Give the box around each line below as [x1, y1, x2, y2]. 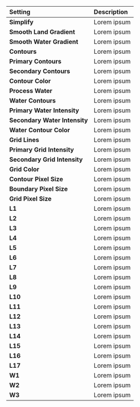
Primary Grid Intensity [9, 146, 74, 153]
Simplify [9, 18, 34, 26]
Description [94, 8, 128, 16]
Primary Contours [9, 57, 62, 65]
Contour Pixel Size [9, 175, 63, 183]
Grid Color [9, 165, 40, 173]
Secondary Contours [9, 67, 70, 75]
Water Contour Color [9, 126, 70, 134]
